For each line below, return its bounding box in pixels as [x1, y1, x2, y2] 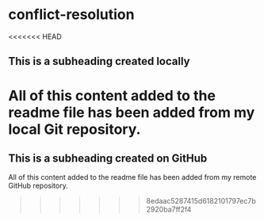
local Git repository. [8, 120, 141, 138]
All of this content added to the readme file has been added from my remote [8, 173, 257, 182]
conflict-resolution [8, 6, 135, 24]
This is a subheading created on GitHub [8, 151, 208, 165]
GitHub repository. [8, 181, 69, 191]
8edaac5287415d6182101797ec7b [146, 196, 256, 206]
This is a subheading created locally [8, 55, 190, 68]
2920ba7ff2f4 [146, 204, 192, 215]
